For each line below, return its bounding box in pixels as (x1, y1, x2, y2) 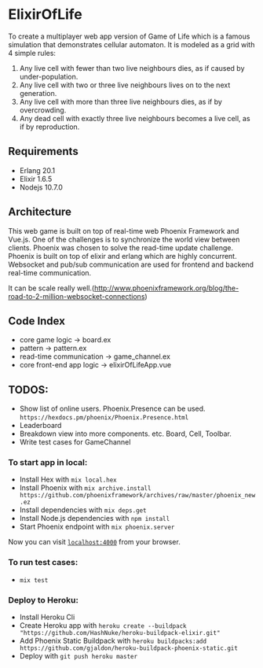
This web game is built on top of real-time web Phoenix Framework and (8, 226, 239, 235)
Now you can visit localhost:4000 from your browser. (8, 537, 181, 547)
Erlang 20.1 (19, 165, 56, 175)
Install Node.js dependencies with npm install (19, 514, 170, 523)
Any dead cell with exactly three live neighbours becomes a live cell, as (19, 113, 250, 123)
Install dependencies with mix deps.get (19, 505, 147, 515)
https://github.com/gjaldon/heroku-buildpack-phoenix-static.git (19, 644, 238, 652)
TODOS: (8, 383, 49, 397)
